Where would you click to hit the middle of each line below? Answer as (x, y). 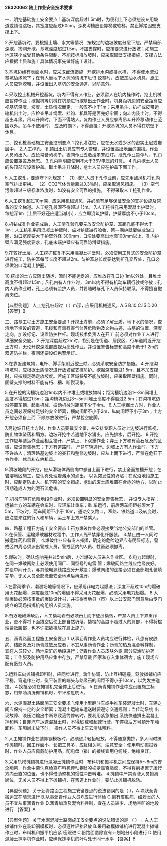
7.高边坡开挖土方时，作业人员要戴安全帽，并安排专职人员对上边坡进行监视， (83, 428)
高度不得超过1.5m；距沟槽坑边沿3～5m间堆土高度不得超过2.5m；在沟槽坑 (81, 399)
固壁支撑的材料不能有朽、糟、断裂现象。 (46, 382)
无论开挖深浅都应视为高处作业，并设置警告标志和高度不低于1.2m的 (90, 347)
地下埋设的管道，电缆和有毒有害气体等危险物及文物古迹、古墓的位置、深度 (85, 328)
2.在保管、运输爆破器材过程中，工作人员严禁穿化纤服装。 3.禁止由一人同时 (82, 535)
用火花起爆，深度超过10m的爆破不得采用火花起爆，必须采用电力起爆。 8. (80, 593)
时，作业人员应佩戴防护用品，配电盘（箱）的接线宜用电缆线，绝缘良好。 (79, 751)
